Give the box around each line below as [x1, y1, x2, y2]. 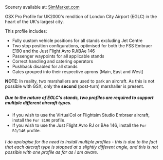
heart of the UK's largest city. [5, 19, 64, 24]
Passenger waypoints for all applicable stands [12, 53, 105, 59]
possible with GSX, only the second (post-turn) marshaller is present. [5, 83, 145, 89]
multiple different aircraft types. [5, 100, 72, 105]
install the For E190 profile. [12, 117, 66, 123]
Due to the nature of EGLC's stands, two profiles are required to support [5, 95, 154, 100]
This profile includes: [5, 28, 47, 34]
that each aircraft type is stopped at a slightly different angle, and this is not [5, 144, 158, 150]
